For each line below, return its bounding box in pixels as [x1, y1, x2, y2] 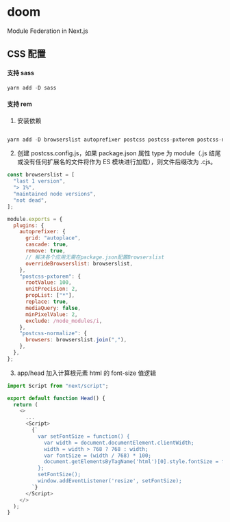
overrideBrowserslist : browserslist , [25, 260, 133, 267]
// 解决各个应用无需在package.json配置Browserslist [25, 254, 165, 261]
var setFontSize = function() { [37, 432, 130, 440]
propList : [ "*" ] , [25, 292, 75, 299]
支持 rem [7, 100, 32, 108]
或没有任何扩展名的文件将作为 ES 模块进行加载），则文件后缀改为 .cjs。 [16, 158, 217, 166]
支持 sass [7, 68, 34, 77]
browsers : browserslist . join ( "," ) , [25, 337, 127, 343]
